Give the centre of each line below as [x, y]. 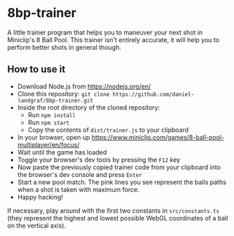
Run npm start [49, 122]
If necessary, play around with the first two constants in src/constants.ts [113, 210]
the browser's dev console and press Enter [80, 174]
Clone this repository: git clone [63, 93]
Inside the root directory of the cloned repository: [89, 107]
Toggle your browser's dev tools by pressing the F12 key [99, 159]
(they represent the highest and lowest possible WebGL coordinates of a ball [118, 218]
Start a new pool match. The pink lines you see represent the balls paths [122, 182]
